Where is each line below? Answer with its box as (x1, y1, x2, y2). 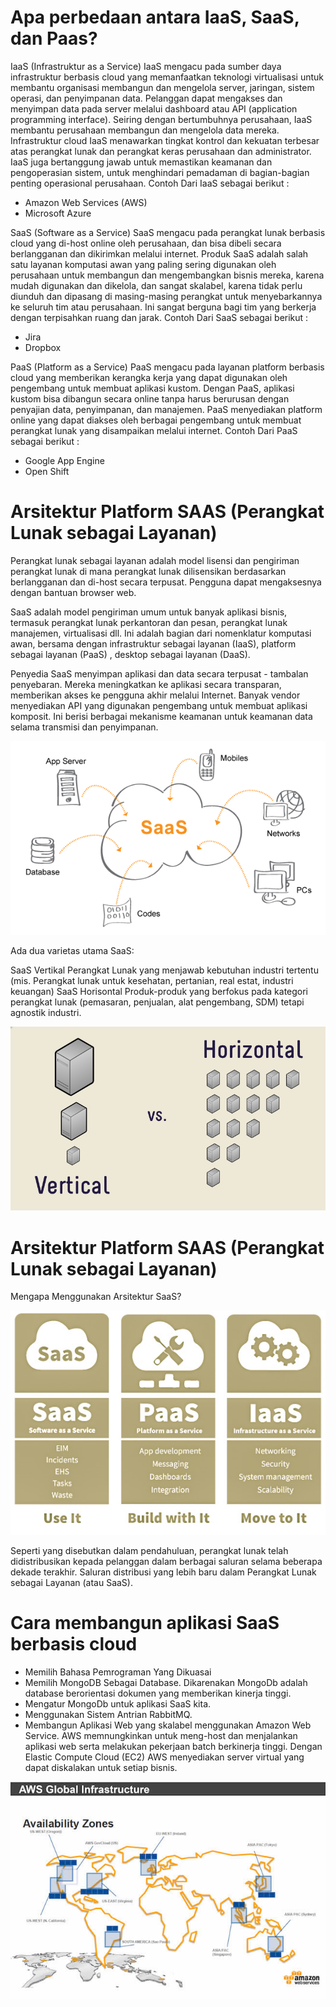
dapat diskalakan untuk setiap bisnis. (24, 1761, 178, 1773)
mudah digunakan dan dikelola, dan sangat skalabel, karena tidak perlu (10, 279, 303, 291)
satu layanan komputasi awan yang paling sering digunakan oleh (10, 258, 277, 270)
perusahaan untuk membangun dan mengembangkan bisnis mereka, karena (10, 269, 325, 281)
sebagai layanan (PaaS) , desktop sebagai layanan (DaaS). (10, 648, 251, 660)
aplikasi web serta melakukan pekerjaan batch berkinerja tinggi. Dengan (24, 1740, 323, 1752)
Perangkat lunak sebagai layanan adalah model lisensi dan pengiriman (10, 554, 300, 566)
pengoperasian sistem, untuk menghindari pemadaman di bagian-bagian (10, 166, 310, 178)
